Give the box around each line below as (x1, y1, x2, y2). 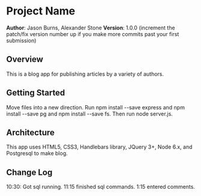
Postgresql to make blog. (6, 150, 68, 157)
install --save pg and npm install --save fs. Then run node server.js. (6, 110, 173, 117)
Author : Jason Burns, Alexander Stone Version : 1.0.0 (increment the (6, 24, 175, 31)
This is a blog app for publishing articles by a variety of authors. (6, 70, 164, 78)
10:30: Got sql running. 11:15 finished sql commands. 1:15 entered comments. (6, 183, 195, 191)
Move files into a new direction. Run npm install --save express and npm (6, 103, 185, 111)
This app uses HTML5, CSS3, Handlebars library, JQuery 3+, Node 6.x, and (6, 143, 193, 151)
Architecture (6, 127, 55, 138)
